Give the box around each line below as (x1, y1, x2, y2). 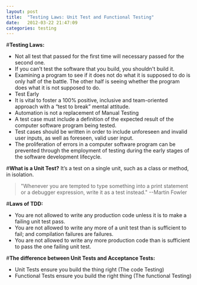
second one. (14, 59, 45, 66)
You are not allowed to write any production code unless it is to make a (14, 212, 187, 219)
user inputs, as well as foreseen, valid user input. (14, 134, 134, 142)
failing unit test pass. (14, 218, 65, 225)
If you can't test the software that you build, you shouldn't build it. (14, 66, 175, 73)
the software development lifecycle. (14, 153, 102, 160)
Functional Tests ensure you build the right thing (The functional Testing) (14, 273, 192, 280)
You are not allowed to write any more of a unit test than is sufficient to (14, 224, 187, 231)
